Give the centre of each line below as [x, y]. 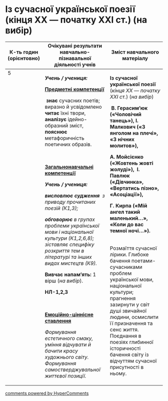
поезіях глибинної [131, 342]
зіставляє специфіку [69, 244]
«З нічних [122, 139]
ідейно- [77, 119]
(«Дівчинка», [127, 182]
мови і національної [69, 232]
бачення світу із [129, 354]
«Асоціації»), [126, 194]
